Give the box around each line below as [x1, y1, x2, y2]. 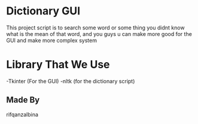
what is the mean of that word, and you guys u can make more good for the [6, 30, 193, 37]
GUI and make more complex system [6, 37, 98, 44]
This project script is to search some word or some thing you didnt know [6, 24, 185, 31]
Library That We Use [6, 58, 110, 71]
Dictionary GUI [6, 4, 81, 18]
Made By [6, 95, 40, 105]
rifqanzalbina [6, 111, 39, 118]
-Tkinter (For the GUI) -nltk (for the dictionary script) [6, 77, 135, 84]
